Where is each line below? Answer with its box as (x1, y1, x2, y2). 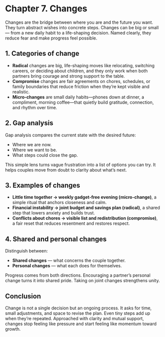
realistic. (12, 88, 30, 94)
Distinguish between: (5, 248, 48, 254)
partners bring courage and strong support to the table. (12, 73, 125, 79)
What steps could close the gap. (12, 152, 78, 158)
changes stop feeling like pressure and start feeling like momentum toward (5, 321, 157, 327)
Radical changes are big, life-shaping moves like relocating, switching (12, 62, 155, 68)
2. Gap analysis (5, 119, 53, 127)
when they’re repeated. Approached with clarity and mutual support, (5, 316, 144, 321)
